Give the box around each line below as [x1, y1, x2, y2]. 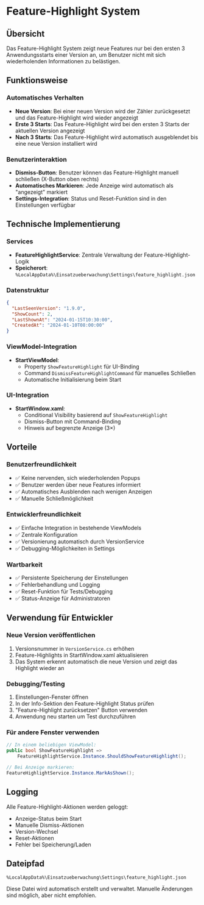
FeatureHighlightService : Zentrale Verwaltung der [15, 251, 143, 259]
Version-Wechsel [15, 828, 58, 835]
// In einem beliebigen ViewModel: [6, 742, 97, 748]
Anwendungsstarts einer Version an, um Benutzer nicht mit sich [6, 51, 166, 59]
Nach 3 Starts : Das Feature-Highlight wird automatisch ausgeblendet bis [15, 133, 199, 141]
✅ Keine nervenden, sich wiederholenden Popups [15, 474, 141, 481]
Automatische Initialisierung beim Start [24, 376, 122, 383]
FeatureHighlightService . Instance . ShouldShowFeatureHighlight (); [17, 753, 187, 760]
